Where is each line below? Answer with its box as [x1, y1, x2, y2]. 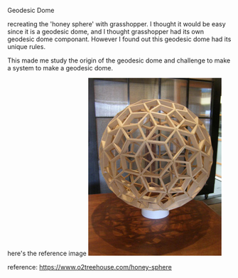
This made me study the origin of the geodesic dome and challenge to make [7, 56, 231, 65]
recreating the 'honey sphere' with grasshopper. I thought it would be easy [7, 20, 226, 28]
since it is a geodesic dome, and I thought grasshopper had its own [7, 28, 205, 36]
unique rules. [7, 43, 46, 50]
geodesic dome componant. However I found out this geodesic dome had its [7, 35, 232, 43]
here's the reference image [7, 249, 87, 257]
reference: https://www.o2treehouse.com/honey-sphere [7, 263, 172, 271]
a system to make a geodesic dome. [7, 64, 114, 72]
